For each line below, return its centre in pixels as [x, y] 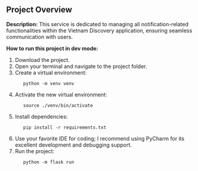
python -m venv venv [49, 83]
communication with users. [39, 37]
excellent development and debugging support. [73, 145]
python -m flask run [49, 162]
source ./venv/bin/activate [58, 105]
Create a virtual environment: [51, 72]
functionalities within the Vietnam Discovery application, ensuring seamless [99, 30]
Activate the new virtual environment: [61, 94]
